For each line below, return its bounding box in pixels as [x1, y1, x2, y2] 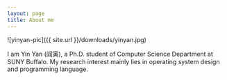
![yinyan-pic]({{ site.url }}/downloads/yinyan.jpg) [7, 35, 147, 43]
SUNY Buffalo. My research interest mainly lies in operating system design [7, 57, 220, 66]
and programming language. [7, 65, 89, 73]
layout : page [7, 10, 45, 17]
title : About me [7, 17, 54, 23]
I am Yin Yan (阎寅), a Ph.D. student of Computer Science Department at [7, 50, 214, 58]
